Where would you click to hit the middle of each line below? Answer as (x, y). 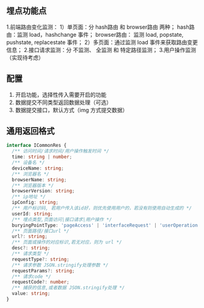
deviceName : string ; (38, 168)
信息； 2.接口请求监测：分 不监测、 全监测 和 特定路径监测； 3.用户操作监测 (101, 50)
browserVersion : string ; (43, 191)
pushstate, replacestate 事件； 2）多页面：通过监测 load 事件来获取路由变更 (102, 42)
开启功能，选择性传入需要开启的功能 (61, 94)
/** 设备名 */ (28, 163)
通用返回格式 (31, 131)
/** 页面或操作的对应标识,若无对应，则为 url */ (67, 242)
